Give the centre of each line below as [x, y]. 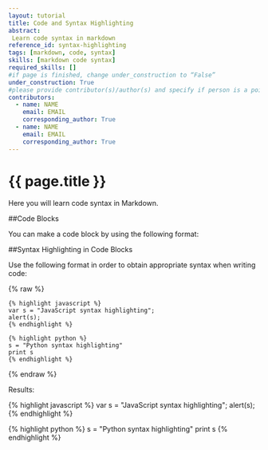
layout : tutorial [37, 16]
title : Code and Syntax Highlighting [71, 23]
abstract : [25, 30]
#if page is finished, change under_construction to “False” [112, 75]
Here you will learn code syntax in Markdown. [83, 203]
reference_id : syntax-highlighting [67, 45]
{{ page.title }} [57, 181]
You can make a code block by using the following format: [104, 234]
